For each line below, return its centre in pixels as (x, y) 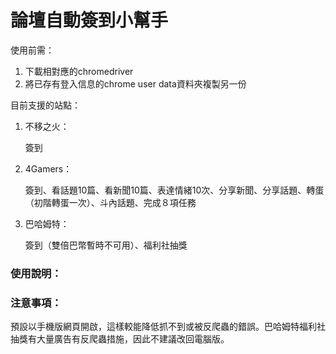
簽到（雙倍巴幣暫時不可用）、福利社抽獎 (106, 245)
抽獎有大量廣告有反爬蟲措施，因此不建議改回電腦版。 (120, 339)
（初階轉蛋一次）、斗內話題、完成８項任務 (110, 202)
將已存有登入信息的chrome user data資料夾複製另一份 (135, 83)
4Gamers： (48, 168)
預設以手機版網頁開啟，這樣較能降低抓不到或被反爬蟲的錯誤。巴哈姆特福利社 (168, 327)
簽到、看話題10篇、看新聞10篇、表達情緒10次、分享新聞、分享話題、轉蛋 (174, 190)
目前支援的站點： (45, 105)
